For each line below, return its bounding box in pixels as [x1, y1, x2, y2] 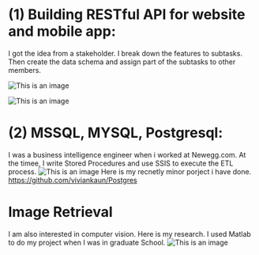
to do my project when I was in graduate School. [8, 238, 166, 247]
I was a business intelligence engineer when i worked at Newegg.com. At [8, 150, 246, 159]
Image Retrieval [8, 204, 113, 221]
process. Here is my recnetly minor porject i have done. [8, 166, 252, 176]
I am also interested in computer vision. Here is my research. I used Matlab [8, 229, 251, 238]
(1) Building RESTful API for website [8, 6, 246, 24]
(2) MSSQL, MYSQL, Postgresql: [8, 124, 223, 142]
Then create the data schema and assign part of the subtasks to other [8, 57, 236, 67]
